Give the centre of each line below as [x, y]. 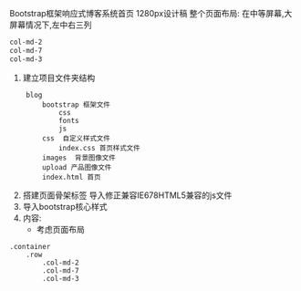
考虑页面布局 [60, 229]
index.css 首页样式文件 [99, 148]
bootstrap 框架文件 [77, 104]
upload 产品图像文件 [77, 167]
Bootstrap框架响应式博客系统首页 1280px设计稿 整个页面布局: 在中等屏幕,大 [151, 13]
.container [30, 246]
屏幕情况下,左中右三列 [51, 25]
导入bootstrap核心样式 [65, 206]
